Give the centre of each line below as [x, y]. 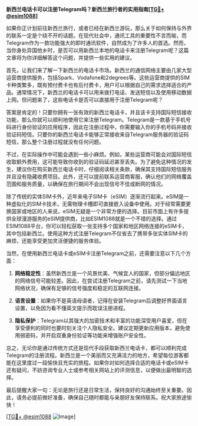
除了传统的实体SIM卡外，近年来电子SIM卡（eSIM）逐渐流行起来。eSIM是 [95, 196]
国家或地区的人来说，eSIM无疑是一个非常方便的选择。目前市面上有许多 [97, 211]
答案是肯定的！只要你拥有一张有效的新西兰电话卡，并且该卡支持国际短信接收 [99, 112]
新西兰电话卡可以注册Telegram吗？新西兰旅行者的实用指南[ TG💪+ [85, 9]
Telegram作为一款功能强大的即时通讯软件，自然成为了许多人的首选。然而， [98, 43]
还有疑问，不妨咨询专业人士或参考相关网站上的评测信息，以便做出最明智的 [96, 370]
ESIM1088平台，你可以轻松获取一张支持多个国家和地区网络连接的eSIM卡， [97, 226]
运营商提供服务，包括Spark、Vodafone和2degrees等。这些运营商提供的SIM [98, 77]
